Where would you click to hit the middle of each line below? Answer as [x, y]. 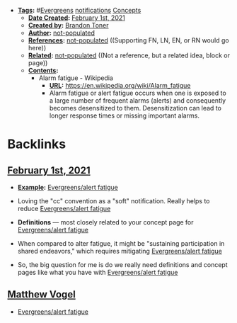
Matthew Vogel [41, 294]
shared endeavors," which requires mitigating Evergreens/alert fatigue [120, 251]
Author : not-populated [62, 33]
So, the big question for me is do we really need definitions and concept [122, 265]
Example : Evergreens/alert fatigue [68, 187]
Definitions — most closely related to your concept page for [105, 222]
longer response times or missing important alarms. [125, 115]
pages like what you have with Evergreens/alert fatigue [98, 272]
